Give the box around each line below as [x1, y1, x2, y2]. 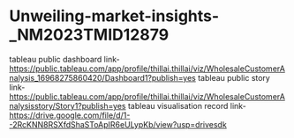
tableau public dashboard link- [9, 54, 121, 64]
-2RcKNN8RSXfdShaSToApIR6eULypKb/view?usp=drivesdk [9, 119, 227, 129]
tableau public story [197, 72, 271, 83]
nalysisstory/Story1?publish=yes [9, 100, 126, 111]
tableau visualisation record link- [127, 100, 247, 111]
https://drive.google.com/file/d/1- [9, 110, 131, 120]
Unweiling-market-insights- [9, 6, 220, 26]
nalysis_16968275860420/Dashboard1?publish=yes [9, 72, 196, 83]
